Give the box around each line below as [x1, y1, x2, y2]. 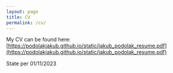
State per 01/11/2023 [6, 60, 56, 67]
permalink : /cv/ [6, 20, 46, 26]
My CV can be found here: [6, 36, 71, 43]
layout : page [6, 8, 39, 15]
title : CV [6, 14, 31, 20]
